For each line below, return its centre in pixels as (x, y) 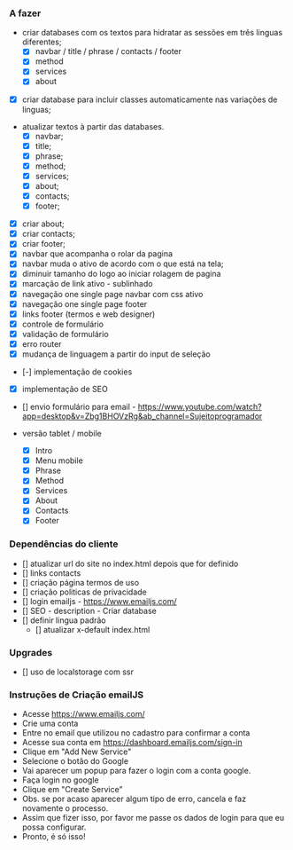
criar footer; (44, 244)
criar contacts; (48, 234)
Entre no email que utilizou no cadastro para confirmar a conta (136, 733)
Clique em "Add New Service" (77, 752)
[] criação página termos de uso (81, 582)
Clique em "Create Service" (72, 790)
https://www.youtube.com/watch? (200, 407)
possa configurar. (54, 827)
